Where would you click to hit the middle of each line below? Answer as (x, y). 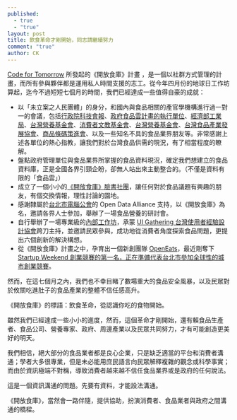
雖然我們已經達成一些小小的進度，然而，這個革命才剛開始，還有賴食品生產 (115, 320)
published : (23, 14)
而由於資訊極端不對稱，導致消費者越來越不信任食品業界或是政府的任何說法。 (119, 370)
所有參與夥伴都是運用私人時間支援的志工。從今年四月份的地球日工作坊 (128, 83)
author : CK (23, 54)
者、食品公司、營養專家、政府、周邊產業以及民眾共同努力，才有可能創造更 (115, 329)
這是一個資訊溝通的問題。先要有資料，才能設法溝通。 (85, 385)
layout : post (26, 34)
